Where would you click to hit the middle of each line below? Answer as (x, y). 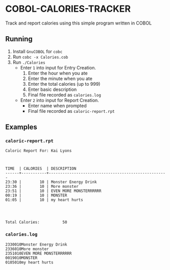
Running (19, 39)
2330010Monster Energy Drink (36, 244)
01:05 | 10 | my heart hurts (44, 200)
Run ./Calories (29, 62)
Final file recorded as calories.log (64, 94)
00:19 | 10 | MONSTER (36, 195)
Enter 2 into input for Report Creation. (60, 100)
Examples (21, 127)
